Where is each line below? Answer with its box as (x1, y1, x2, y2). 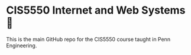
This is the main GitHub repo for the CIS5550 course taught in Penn (6, 35, 170, 43)
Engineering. (6, 42, 37, 49)
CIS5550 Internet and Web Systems (6, 4, 186, 17)
